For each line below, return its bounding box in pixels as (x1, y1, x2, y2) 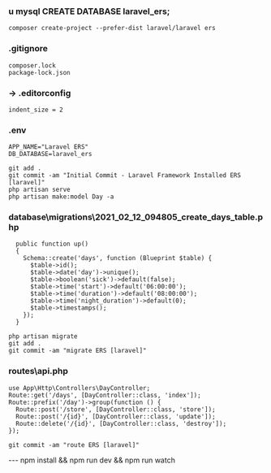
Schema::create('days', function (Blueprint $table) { (23, 254, 213, 263)
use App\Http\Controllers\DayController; (8, 384, 151, 392)
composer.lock (8, 61, 57, 70)
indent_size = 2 (8, 106, 63, 114)
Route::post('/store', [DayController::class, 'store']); (15, 405, 217, 414)
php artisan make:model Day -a (8, 193, 114, 201)
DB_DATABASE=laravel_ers (8, 150, 92, 158)
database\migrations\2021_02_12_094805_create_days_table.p (8, 211, 264, 223)
